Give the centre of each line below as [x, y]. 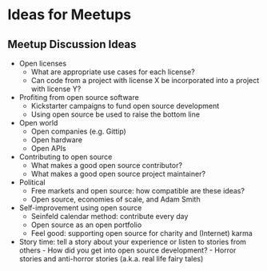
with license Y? [56, 89]
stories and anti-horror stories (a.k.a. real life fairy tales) [111, 259]
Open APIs [48, 148]
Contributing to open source [66, 157]
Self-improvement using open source [80, 208]
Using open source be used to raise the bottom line [116, 114]
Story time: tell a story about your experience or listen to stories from [133, 242]
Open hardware [57, 140]
